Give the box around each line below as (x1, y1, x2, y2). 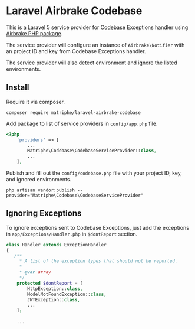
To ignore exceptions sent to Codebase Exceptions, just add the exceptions (6, 224, 190, 231)
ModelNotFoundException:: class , (27, 291, 107, 297)
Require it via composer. (6, 98, 65, 105)
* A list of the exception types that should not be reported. (19, 258, 178, 264)
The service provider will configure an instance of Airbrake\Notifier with (6, 41, 185, 48)
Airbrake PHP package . (6, 30, 63, 37)
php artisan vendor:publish (6, 187, 75, 193)
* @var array (19, 269, 51, 275)
